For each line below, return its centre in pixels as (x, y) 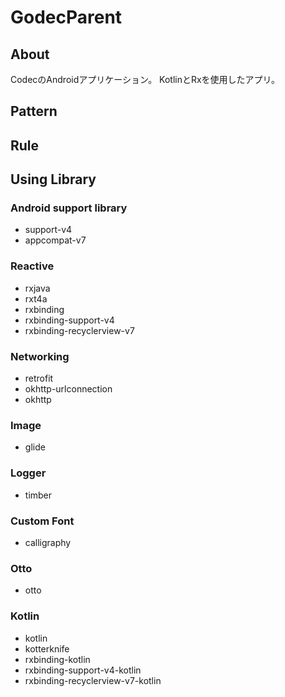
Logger (28, 473)
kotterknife (47, 648)
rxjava (37, 288)
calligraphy (48, 542)
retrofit (39, 378)
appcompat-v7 (55, 240)
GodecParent (66, 17)
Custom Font (42, 521)
